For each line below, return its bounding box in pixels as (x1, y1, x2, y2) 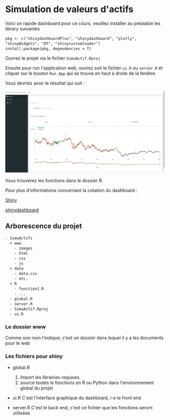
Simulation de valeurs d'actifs (5, 4, 134, 15)
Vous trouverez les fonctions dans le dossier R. (5, 178, 104, 184)
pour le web (5, 340, 30, 346)
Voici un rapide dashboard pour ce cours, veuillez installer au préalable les (5, 20, 161, 26)
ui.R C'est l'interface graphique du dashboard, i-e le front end (12, 395, 142, 401)
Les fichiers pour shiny (5, 353, 63, 360)
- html (14, 251, 28, 256)
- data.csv (14, 271, 37, 276)
